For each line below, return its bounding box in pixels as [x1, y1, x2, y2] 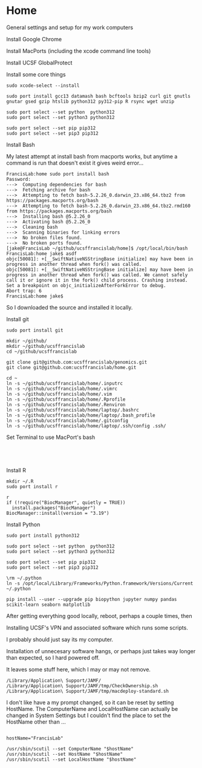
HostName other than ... [6, 718, 67, 726]
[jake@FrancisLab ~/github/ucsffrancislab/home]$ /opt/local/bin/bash [6, 245, 188, 251]
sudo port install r [6, 483, 59, 489]
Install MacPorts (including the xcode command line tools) [6, 47, 151, 55]
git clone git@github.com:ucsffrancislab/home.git [6, 364, 137, 370]
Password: [6, 176, 31, 182]
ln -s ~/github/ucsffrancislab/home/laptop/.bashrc [6, 407, 139, 413]
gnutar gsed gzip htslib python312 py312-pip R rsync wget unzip [6, 98, 174, 104]
